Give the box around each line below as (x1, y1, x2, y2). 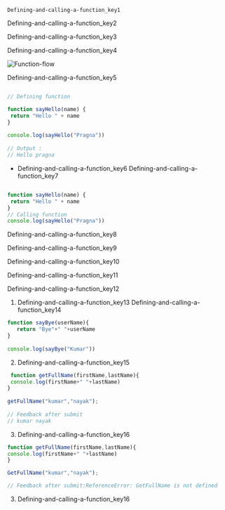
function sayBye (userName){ (7, 320, 90, 327)
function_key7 (17, 171, 59, 180)
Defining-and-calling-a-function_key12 (7, 285, 120, 293)
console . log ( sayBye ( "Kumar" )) (7, 345, 96, 353)
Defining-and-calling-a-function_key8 (7, 230, 117, 239)
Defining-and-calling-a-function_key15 (17, 358, 130, 367)
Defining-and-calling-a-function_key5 (7, 74, 117, 81)
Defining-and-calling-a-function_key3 (7, 32, 117, 41)
